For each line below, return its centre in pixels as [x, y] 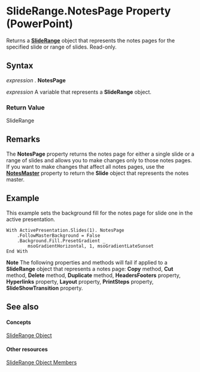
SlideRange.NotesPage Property [89, 11]
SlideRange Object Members [42, 362]
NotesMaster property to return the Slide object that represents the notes [98, 173]
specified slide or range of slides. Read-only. [61, 47]
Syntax [20, 66]
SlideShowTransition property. [45, 288]
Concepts [19, 322]
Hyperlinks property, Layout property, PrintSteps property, [80, 281]
